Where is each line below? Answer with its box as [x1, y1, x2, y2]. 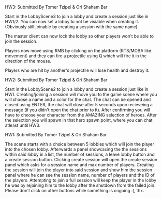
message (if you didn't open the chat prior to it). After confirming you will [5, 107, 151, 113]
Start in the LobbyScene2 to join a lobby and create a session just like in [5, 86, 148, 92]
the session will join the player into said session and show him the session [5, 167, 152, 173]
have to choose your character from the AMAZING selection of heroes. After [5, 112, 157, 118]
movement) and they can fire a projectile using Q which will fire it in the [5, 53, 147, 59]
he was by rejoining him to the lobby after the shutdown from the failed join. [5, 182, 156, 188]
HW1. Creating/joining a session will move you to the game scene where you [5, 92, 157, 97]
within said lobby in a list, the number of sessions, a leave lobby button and [5, 151, 155, 157]
